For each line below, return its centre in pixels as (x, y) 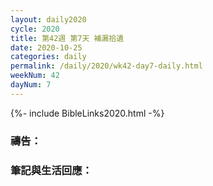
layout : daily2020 (48, 19)
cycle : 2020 (35, 29)
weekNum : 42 (35, 76)
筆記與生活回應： (51, 170)
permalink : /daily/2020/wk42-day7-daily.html (106, 66)
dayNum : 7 (31, 85)
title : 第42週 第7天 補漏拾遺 (67, 38)
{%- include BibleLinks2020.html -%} (87, 113)
